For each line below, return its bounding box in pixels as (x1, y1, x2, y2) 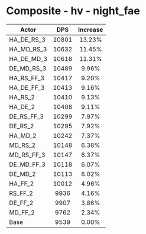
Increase (77, 25, 103, 34)
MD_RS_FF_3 (9, 151, 46, 159)
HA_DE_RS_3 (9, 35, 46, 44)
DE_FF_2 (9, 199, 34, 207)
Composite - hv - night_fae (6, 4, 140, 18)
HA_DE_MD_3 (9, 54, 47, 63)
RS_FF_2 (9, 189, 34, 197)
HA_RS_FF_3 (9, 74, 45, 82)
